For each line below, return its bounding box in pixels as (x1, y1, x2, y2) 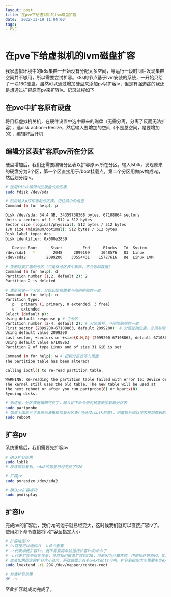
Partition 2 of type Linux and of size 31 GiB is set (5, 345, 122, 350)
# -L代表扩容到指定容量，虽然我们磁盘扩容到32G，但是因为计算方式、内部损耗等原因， (5, 553, 162, 558)
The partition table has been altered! (5, 359, 90, 364)
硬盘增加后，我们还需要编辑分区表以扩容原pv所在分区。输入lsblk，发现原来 (5, 161, 163, 168)
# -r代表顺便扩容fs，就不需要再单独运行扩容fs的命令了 (5, 548, 107, 554)
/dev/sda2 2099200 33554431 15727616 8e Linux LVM (5, 255, 154, 260)
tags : (5, 21, 17, 27)
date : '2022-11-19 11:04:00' (5, 17, 67, 22)
